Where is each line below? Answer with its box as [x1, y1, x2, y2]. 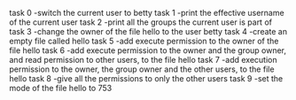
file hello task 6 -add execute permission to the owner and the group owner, [9, 45, 286, 56]
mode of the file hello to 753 [9, 83, 113, 93]
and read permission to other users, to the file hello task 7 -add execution [9, 55, 277, 65]
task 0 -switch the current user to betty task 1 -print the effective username [9, 8, 285, 18]
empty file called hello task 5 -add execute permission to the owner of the [9, 35, 279, 46]
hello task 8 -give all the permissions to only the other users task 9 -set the [9, 73, 284, 83]
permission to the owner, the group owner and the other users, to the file [9, 64, 275, 74]
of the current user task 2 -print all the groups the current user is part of [9, 17, 273, 27]
